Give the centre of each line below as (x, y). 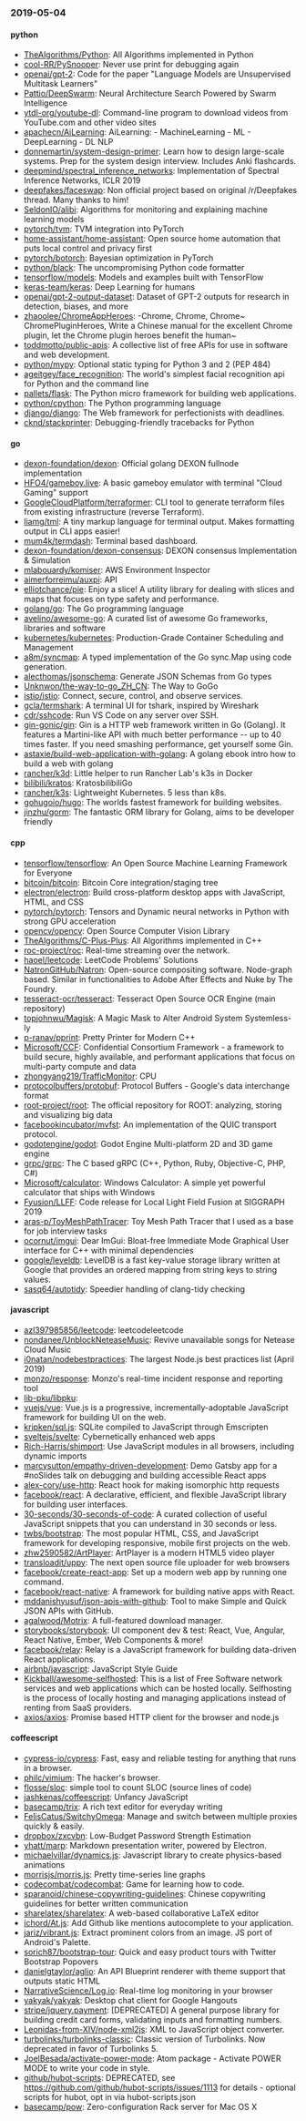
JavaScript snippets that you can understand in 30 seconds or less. (150, 1523)
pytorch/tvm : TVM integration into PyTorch (104, 229)
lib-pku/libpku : (51, 1398)
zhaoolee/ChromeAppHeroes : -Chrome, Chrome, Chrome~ (134, 316)
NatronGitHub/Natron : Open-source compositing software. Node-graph (158, 969)
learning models (54, 220)
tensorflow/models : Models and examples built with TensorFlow (143, 277)
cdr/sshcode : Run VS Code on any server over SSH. (121, 715)
